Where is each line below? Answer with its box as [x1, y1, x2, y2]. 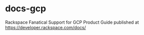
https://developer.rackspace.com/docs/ [5, 24, 86, 30]
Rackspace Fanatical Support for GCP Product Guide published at [5, 19, 139, 25]
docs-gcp [5, 3, 46, 14]
